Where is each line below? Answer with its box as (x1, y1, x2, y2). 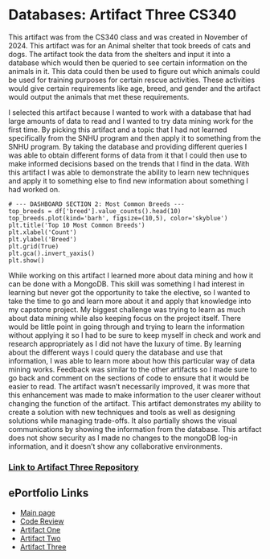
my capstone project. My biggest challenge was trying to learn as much (8, 304, 246, 314)
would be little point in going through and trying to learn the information (8, 322, 245, 331)
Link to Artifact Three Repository (8, 461, 139, 472)
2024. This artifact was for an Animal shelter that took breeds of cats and (8, 40, 251, 50)
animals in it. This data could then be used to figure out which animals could (8, 66, 260, 76)
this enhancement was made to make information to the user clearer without (8, 390, 261, 400)
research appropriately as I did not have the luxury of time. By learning (8, 339, 242, 348)
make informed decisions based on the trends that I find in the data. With (8, 158, 250, 168)
